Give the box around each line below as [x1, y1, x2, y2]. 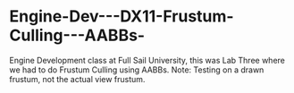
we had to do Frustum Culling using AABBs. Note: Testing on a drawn [9, 64, 265, 75]
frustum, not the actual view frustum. [9, 73, 146, 84]
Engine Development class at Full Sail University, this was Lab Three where [9, 55, 286, 65]
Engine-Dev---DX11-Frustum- [9, 6, 234, 27]
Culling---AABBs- [9, 25, 146, 46]
